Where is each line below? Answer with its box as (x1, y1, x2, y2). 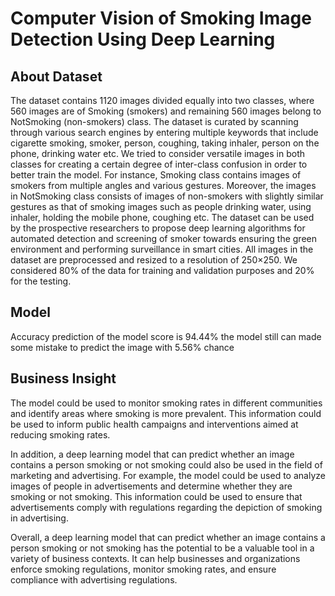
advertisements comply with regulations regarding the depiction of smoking (10, 501, 323, 513)
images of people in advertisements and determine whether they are (10, 480, 293, 492)
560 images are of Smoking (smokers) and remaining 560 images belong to (10, 105, 322, 117)
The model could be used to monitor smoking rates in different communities (10, 397, 323, 409)
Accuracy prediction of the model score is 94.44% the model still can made (10, 330, 322, 342)
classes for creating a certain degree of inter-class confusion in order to (10, 158, 308, 170)
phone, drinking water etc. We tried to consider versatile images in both (10, 148, 306, 159)
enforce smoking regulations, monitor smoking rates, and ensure (10, 563, 277, 575)
